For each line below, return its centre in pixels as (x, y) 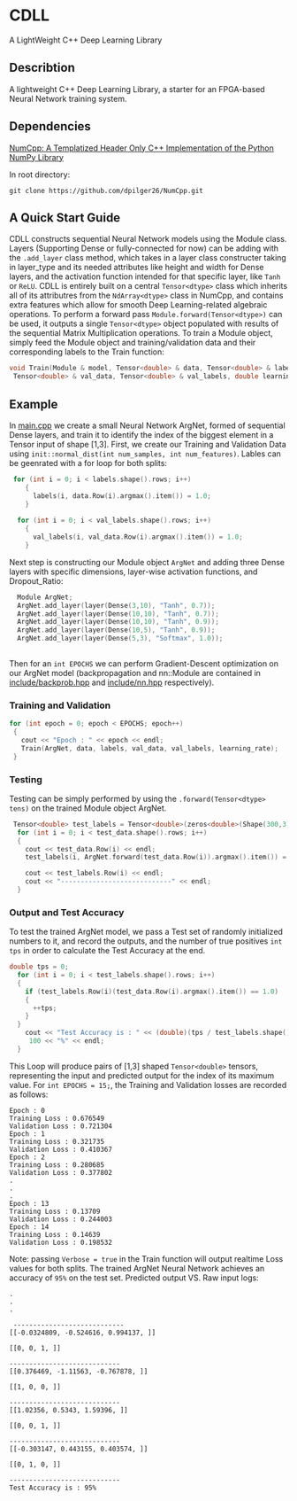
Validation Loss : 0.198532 (61, 1242)
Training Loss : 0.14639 (55, 1234)
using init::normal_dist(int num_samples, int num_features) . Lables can (145, 454)
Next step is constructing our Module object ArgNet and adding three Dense (147, 562)
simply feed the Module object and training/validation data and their (133, 343)
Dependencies (50, 126)
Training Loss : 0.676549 (57, 1118)
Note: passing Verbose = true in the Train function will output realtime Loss (146, 1258)
